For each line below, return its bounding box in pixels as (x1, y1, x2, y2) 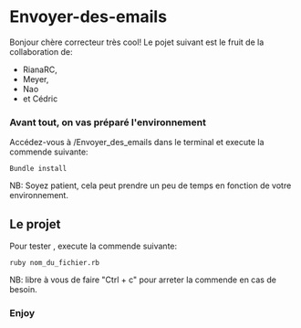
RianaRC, (22, 64, 57, 75)
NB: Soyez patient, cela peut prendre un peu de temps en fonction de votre (9, 180, 292, 191)
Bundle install (9, 164, 67, 174)
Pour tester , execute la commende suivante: (9, 240, 178, 252)
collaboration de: (9, 46, 73, 57)
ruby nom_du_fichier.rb (9, 259, 100, 268)
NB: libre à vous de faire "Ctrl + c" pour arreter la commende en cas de (9, 274, 276, 285)
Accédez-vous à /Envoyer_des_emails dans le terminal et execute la (9, 137, 265, 148)
